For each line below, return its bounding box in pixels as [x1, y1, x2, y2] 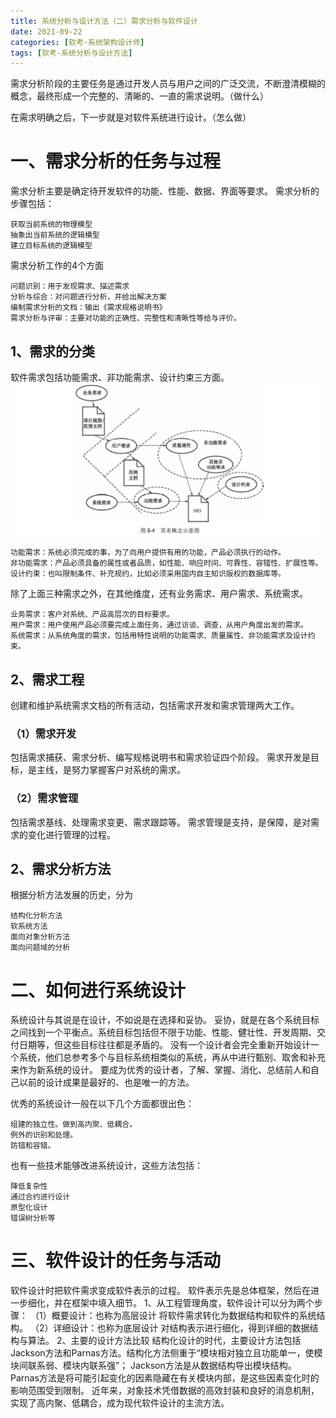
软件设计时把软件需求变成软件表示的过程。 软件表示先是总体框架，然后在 [10, 1285, 311, 1297]
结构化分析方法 [10, 911, 63, 921]
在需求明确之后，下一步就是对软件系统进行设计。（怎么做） [10, 111, 252, 124]
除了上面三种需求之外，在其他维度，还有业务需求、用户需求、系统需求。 [10, 588, 308, 600]
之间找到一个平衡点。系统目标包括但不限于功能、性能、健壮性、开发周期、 [10, 1026, 317, 1039]
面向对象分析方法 [10, 932, 71, 942]
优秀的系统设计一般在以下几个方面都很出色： [10, 1098, 195, 1110]
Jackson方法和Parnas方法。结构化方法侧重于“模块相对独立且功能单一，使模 [10, 1347, 323, 1359]
